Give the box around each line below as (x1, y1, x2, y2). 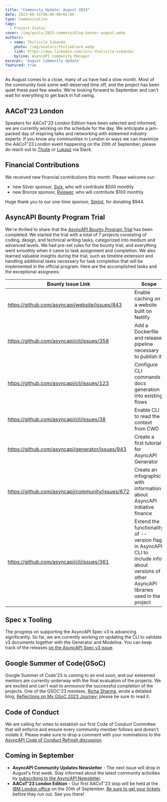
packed (5, 130, 21, 136)
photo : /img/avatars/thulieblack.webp (14, 44, 94, 49)
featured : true (5, 63, 37, 68)
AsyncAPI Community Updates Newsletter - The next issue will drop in (12, 765, 161, 771)
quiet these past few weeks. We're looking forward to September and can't (5, 87, 159, 93)
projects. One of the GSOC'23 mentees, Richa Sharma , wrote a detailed (5, 688, 152, 694)
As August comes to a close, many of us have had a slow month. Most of (5, 77, 155, 83)
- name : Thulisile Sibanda (9, 40, 66, 45)
